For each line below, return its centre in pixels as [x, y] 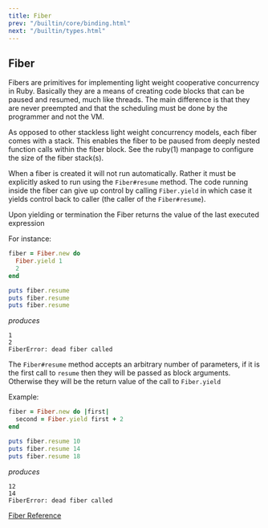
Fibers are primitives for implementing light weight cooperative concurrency [134, 83]
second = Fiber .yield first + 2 [70, 420]
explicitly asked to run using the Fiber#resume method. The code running [128, 182]
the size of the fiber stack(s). [56, 158]
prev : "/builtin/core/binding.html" [69, 23]
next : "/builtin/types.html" [57, 31]
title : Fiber [30, 16]
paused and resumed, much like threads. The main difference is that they [129, 100]
